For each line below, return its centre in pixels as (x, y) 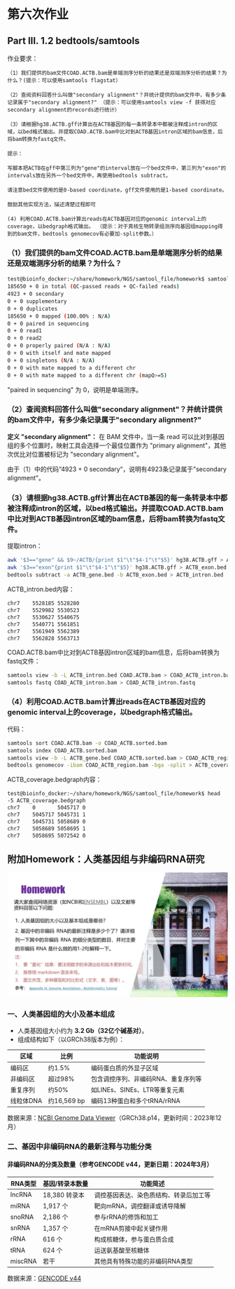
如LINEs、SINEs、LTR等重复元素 (138, 1090)
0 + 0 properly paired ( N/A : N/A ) (59, 346)
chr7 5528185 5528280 (43, 603)
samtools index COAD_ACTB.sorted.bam (62, 750)
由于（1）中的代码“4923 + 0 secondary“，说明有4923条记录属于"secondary (117, 469)
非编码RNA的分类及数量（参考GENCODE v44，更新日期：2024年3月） (110, 1164)
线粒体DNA (26, 1101)
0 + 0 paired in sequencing (48, 323)
